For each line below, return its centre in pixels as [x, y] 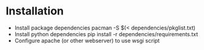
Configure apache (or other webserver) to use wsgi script [87, 40]
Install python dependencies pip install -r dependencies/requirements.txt [106, 34]
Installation [35, 11]
